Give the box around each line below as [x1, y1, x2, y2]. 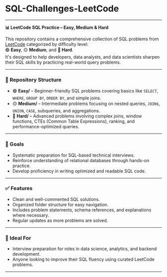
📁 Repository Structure [5, 76, 62, 83]
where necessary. [12, 212, 49, 218]
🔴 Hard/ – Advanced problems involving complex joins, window [12, 113, 142, 119]
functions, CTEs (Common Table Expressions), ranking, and [12, 118, 135, 124]
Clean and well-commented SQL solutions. [12, 196, 100, 202]
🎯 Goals [5, 141, 24, 148]
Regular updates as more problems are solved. [12, 217, 108, 223]
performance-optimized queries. [12, 124, 80, 130]
